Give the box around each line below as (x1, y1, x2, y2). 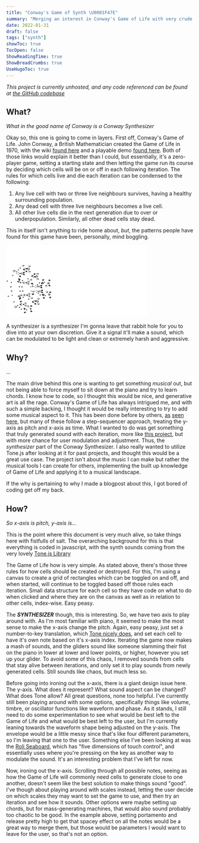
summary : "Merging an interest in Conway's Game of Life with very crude (6, 15, 193, 22)
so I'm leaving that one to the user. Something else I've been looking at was (6, 736, 191, 744)
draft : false (6, 29, 39, 35)
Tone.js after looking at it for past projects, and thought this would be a (6, 450, 179, 457)
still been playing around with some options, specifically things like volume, (6, 698, 191, 705)
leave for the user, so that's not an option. (6, 830, 109, 837)
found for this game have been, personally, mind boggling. (6, 233, 149, 241)
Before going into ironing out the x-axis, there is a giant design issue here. (6, 679, 187, 686)
